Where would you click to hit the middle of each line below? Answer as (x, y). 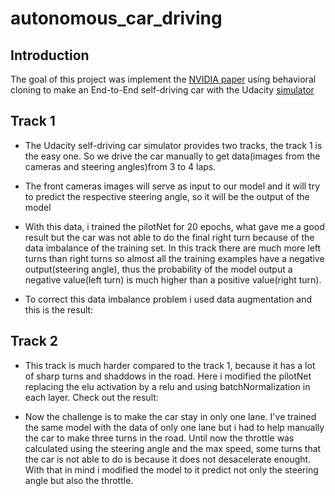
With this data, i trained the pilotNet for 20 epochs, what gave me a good (174, 226)
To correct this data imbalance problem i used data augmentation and (168, 299)
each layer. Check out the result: (91, 397)
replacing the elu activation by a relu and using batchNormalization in (167, 386)
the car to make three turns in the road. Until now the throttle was (159, 438)
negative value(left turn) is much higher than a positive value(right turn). (173, 279)
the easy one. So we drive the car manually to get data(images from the (172, 156)
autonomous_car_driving (116, 18)
